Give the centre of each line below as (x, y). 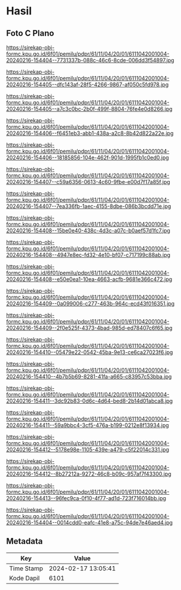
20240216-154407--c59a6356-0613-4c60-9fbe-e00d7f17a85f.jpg (88, 182)
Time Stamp (26, 568)
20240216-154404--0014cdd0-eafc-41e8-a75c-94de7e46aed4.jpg (90, 523)
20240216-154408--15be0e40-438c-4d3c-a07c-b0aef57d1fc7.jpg (88, 231)
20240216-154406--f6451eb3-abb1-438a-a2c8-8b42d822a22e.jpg (90, 133)
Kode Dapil (24, 578)
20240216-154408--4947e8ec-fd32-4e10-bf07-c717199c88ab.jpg (88, 255)
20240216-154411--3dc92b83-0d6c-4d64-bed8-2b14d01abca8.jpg (90, 401)
